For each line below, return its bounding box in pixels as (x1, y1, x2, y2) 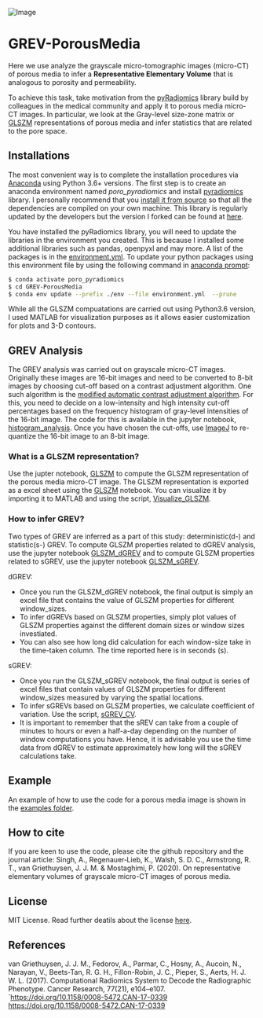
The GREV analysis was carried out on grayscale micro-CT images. (8, 365, 226, 374)
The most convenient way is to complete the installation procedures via (8, 170, 239, 179)
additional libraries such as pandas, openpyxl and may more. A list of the (8, 244, 243, 253)
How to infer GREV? (8, 513, 85, 524)
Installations (8, 149, 71, 163)
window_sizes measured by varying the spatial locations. (19, 693, 204, 702)
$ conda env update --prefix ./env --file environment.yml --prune (8, 290, 237, 298)
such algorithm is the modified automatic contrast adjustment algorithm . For (8, 390, 254, 399)
